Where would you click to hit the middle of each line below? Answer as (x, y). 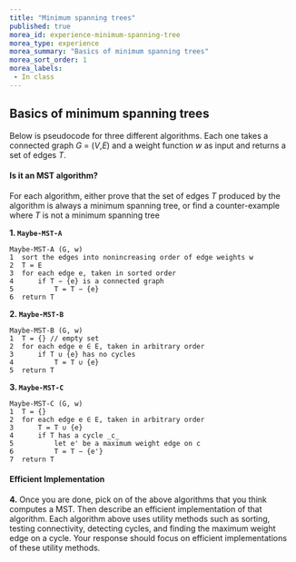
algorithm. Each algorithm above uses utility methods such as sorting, (140, 518)
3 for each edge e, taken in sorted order (93, 273)
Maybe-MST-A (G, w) (46, 249)
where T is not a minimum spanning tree (85, 215)
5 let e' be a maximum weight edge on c (105, 443)
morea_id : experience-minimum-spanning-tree (95, 35)
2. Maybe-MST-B (37, 313)
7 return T (32, 459)
